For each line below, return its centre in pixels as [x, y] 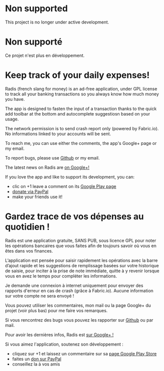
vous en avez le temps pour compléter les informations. [61, 276]
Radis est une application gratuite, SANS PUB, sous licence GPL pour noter [81, 240]
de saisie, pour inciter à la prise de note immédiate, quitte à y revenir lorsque [82, 271]
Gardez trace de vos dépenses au [74, 216]
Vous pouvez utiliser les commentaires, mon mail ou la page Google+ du [78, 305]
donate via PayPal [30, 191]
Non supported [36, 9]
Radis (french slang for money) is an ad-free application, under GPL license [81, 89]
